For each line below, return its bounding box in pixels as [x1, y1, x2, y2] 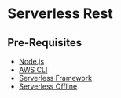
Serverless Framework [18, 74, 92, 82]
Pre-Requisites [7, 36, 82, 49]
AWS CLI [18, 65, 48, 74]
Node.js [18, 56, 45, 66]
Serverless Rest [7, 5, 113, 23]
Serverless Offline [18, 82, 78, 91]
